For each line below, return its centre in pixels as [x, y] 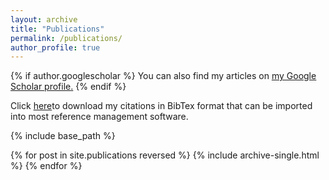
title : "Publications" [57, 29]
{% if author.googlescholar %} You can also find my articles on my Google [163, 76]
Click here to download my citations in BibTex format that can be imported [161, 106]
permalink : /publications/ [66, 38]
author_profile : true [55, 47]
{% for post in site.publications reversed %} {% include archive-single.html [165, 155]
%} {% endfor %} [46, 166]
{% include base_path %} [63, 136]
